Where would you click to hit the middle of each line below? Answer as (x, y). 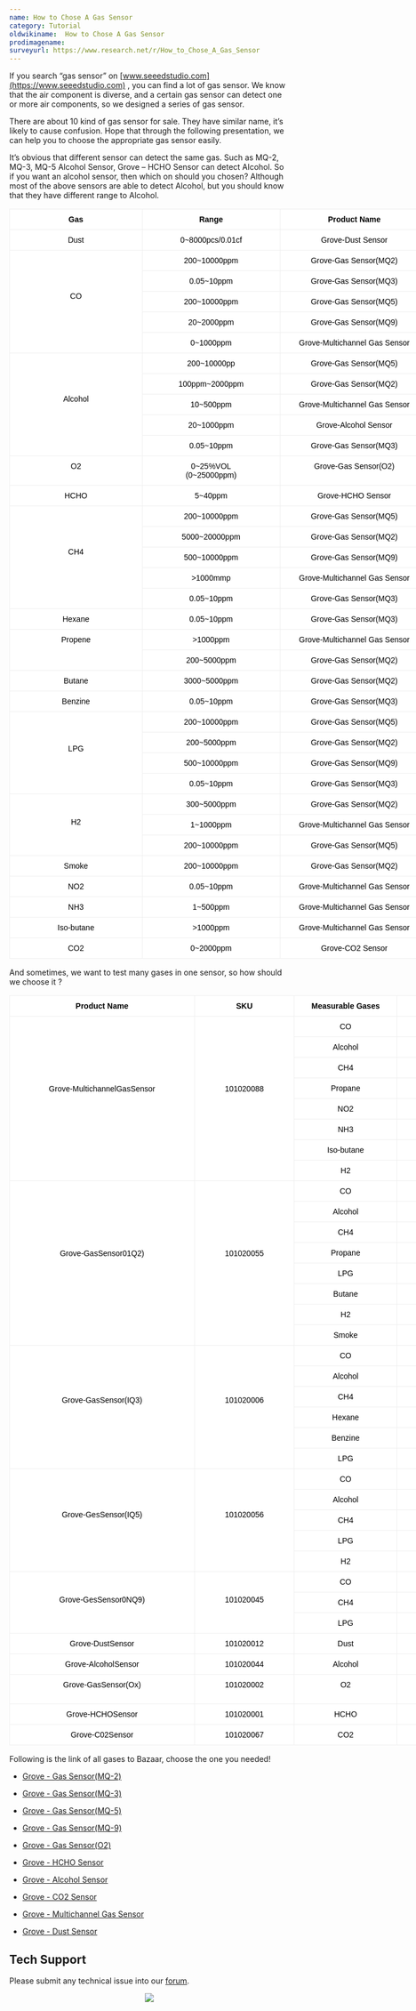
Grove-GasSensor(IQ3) (102, 1400)
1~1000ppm (211, 825)
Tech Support (48, 1959)
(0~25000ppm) (211, 475)
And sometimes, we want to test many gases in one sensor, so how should (146, 973)
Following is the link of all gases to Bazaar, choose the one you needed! (140, 1759)
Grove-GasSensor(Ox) (102, 1685)
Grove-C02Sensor (102, 1735)
